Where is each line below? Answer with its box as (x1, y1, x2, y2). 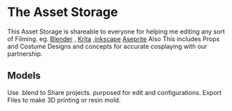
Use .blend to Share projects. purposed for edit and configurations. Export (7, 88, 222, 96)
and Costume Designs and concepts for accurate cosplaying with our (7, 42, 208, 50)
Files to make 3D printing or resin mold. (7, 96, 121, 104)
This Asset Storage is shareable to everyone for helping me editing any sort (7, 27, 226, 36)
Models (7, 70, 41, 82)
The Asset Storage (7, 4, 118, 20)
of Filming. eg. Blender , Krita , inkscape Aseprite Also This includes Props (7, 34, 220, 43)
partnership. (7, 50, 43, 58)
